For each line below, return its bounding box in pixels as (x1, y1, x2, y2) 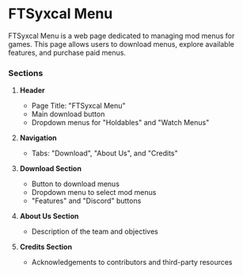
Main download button (31, 109, 105, 119)
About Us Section (19, 212, 79, 221)
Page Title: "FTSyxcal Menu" (31, 101, 126, 111)
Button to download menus (31, 179, 120, 189)
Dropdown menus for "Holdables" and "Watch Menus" (31, 118, 210, 128)
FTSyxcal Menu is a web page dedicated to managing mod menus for (8, 31, 235, 40)
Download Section (19, 164, 82, 174)
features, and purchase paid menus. (8, 48, 127, 57)
